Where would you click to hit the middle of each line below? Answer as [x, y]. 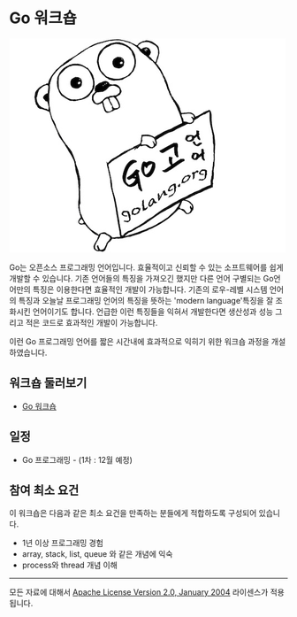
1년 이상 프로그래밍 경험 [63, 543]
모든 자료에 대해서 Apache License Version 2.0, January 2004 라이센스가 [139, 592]
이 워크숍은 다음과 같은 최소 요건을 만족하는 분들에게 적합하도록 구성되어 [133, 513]
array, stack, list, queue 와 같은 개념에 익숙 [97, 554]
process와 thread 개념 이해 [69, 565]
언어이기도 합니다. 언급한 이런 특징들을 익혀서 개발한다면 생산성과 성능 [153, 312]
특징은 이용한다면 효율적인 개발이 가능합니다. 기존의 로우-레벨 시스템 [150, 289]
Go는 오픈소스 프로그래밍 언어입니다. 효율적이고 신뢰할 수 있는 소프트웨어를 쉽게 [147, 267]
